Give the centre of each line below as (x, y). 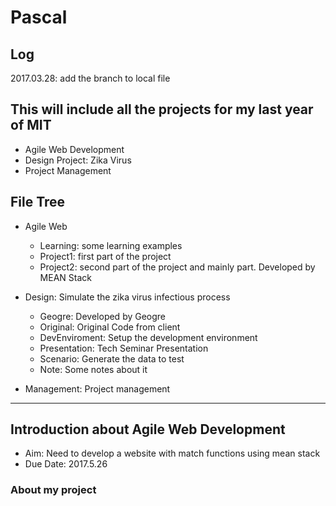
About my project (53, 490)
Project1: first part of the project (105, 256)
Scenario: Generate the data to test (112, 358)
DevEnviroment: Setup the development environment (148, 337)
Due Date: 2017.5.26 (66, 464)
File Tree (38, 202)
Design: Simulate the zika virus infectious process (127, 297)
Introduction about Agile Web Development (148, 429)
